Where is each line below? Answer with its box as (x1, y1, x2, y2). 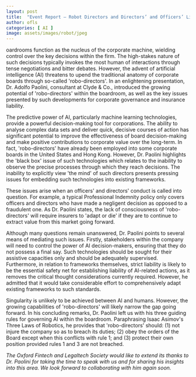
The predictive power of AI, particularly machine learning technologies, (6, 114, 177, 121)
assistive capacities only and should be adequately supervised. (6, 255, 159, 262)
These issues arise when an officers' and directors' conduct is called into (6, 187, 182, 194)
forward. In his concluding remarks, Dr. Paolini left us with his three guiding (6, 310, 187, 317)
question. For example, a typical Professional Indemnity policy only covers (6, 194, 185, 201)
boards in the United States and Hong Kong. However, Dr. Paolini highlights (6, 151, 187, 158)
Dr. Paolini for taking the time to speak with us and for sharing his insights (6, 358, 184, 365)
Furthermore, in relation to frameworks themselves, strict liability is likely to (6, 261, 187, 268)
